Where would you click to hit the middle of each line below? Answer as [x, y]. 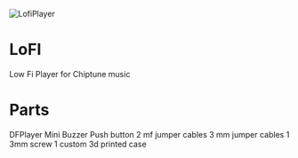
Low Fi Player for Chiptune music [70, 74]
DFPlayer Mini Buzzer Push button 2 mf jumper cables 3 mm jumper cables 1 [149, 134]
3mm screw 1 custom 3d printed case [78, 144]
